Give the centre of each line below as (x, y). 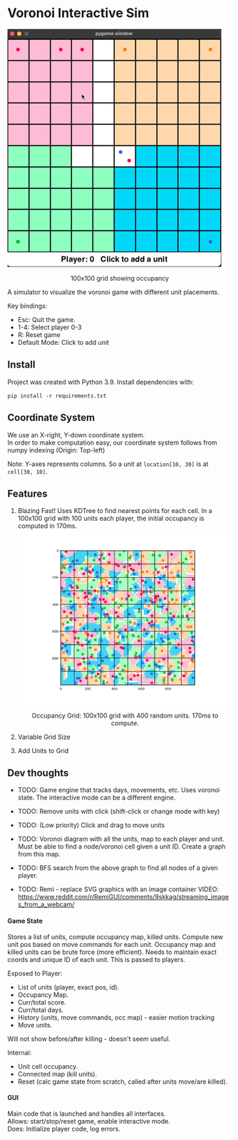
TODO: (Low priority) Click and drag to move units (91, 825)
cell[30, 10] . (27, 471)
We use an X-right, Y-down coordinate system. (76, 435)
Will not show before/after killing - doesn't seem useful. (89, 1039)
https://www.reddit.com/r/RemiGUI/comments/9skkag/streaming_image (123, 897)
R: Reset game (39, 335)
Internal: (20, 1052)
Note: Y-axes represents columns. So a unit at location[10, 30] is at (108, 464)
